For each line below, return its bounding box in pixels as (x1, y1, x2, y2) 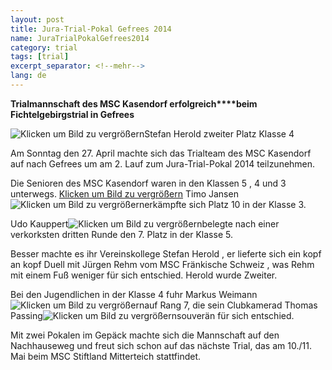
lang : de (10, 71, 47, 81)
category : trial (10, 42, 78, 53)
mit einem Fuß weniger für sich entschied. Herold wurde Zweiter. (10, 269, 278, 281)
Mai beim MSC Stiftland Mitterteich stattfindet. (10, 350, 202, 362)
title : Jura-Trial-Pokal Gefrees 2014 (10, 24, 172, 34)
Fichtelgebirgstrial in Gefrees (10, 108, 135, 120)
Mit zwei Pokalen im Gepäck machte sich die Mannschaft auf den (10, 329, 280, 341)
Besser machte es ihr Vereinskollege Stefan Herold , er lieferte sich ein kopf (10, 247, 322, 260)
